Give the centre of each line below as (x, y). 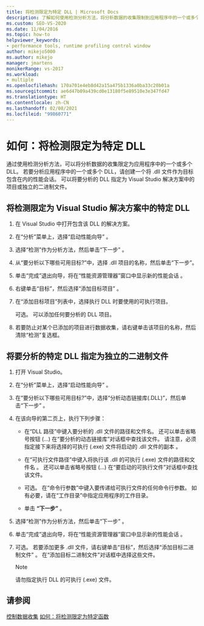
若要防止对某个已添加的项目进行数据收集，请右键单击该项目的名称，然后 (105, 327)
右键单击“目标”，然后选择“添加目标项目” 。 (69, 289)
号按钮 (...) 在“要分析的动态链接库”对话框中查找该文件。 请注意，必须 (110, 439)
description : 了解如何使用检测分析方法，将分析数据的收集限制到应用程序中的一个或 (99, 18)
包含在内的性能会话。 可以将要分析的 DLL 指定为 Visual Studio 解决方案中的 (100, 179)
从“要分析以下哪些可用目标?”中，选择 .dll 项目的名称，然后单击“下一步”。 (106, 263)
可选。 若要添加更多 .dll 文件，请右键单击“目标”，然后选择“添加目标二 (102, 547)
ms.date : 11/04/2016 (32, 29)
